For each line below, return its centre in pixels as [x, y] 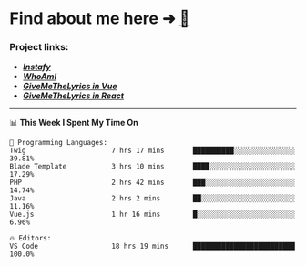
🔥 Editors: [31, 239]
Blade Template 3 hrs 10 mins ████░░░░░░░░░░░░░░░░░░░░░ [153, 167]
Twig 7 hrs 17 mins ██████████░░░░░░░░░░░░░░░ [153, 151]
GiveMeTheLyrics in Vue [70, 87]
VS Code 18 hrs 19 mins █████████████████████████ [153, 246]
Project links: [39, 47]
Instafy [37, 66]
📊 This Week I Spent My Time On [74, 123]
